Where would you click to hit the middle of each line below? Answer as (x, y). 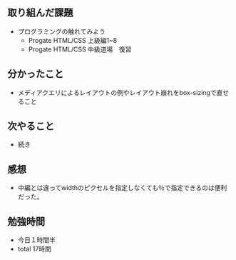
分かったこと (36, 74)
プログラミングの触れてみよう (61, 31)
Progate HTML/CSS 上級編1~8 (73, 40)
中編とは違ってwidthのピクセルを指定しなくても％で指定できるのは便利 (122, 188)
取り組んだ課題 (40, 13)
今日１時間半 (36, 240)
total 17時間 (35, 249)
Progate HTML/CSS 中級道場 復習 (80, 49)
